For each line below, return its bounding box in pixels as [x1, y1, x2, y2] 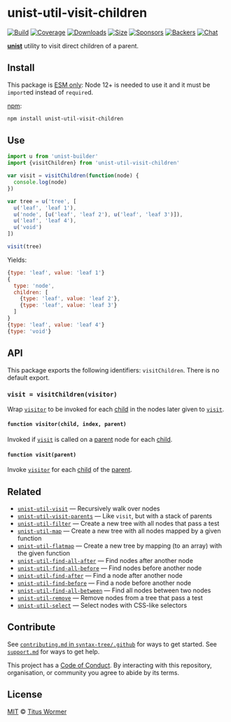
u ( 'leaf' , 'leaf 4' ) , [13, 217, 77, 225]
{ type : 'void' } [7, 328, 52, 335]
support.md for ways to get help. [7, 647, 100, 655]
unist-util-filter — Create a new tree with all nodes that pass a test [17, 520, 220, 528]
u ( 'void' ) [13, 224, 42, 231]
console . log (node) [13, 179, 68, 186]
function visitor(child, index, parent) [7, 421, 127, 428]
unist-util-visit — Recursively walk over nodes [17, 504, 160, 513]
